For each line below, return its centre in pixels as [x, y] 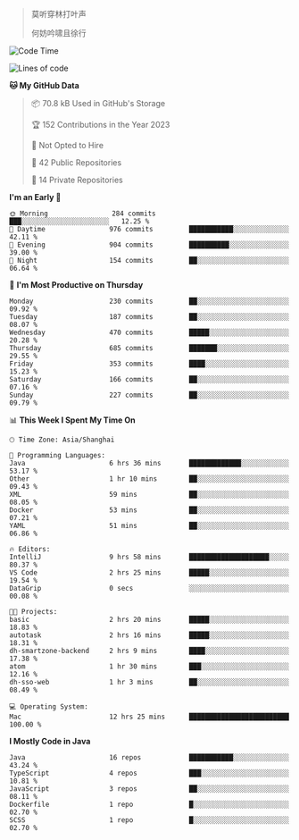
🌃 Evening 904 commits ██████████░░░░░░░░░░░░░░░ [149, 245]
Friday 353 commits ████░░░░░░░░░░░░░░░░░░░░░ [149, 364]
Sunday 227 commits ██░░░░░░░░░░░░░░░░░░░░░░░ [149, 395]
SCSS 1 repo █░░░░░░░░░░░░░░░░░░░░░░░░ [149, 820]
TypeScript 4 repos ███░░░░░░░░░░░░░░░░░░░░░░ [149, 773]
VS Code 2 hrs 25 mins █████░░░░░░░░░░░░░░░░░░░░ [149, 573]
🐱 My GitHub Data [45, 85]
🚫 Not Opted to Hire [67, 145]
